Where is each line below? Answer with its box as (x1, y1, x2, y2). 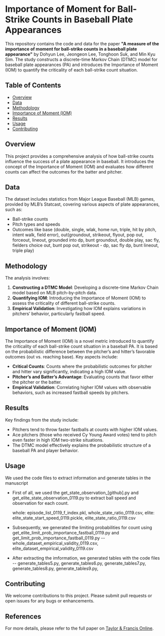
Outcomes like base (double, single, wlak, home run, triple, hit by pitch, (12, 227, 157, 233)
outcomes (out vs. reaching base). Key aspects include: (5, 354, 118, 359)
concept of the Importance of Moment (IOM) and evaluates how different (5, 164, 153, 170)
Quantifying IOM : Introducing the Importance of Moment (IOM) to (12, 295, 146, 301)
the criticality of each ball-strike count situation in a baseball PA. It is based (5, 344, 158, 349)
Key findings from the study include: (5, 417, 79, 423)
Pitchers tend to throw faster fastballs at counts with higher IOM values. (12, 426, 158, 432)
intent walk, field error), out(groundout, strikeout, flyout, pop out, (12, 232, 144, 238)
